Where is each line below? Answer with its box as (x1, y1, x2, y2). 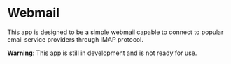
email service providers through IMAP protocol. (7, 35, 143, 43)
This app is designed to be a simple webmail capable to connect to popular (7, 28, 224, 36)
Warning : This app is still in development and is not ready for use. (7, 49, 197, 57)
